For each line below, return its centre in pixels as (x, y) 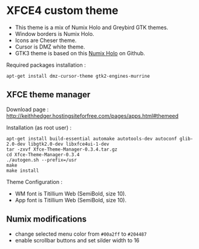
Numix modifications (47, 219)
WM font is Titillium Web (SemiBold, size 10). (71, 193)
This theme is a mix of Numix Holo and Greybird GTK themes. (91, 27)
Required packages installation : (46, 65)
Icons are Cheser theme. (46, 40)
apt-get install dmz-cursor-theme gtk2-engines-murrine (78, 76)
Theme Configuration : (34, 182)
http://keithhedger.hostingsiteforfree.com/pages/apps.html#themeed (93, 115)
